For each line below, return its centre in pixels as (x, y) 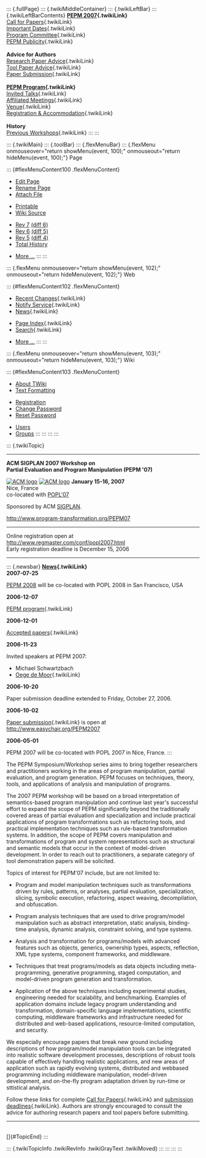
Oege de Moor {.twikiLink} (48, 675)
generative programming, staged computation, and (117, 972)
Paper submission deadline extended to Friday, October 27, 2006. (89, 698)
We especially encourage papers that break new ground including (90, 1042)
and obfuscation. (36, 904)
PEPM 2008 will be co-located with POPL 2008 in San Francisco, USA (95, 585)
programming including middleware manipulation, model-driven (87, 1075)
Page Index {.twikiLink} (44, 323)
